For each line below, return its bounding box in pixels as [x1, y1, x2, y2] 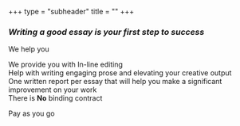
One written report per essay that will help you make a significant [8, 77, 222, 86]
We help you [8, 44, 49, 54]
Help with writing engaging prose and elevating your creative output [8, 68, 232, 78]
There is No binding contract [8, 94, 103, 103]
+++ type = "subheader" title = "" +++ [8, 7, 134, 16]
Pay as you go [8, 109, 55, 118]
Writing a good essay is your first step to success [8, 26, 205, 37]
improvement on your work [8, 85, 97, 94]
